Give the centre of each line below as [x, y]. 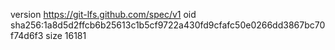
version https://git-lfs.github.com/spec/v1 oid [103, 14]
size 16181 [66, 35]
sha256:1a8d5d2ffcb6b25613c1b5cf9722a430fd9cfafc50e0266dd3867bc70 [168, 25]
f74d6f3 [27, 35]
